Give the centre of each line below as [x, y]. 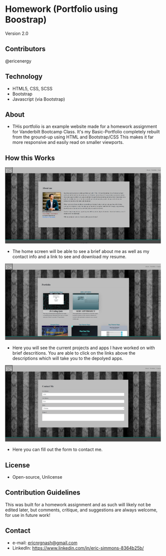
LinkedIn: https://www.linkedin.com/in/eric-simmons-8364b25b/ [78, 548]
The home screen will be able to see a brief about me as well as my [81, 251]
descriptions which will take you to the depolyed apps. [68, 358]
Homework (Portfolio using [62, 9]
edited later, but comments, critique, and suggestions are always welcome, [81, 510]
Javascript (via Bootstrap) [39, 99]
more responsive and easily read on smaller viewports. [68, 142]
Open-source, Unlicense [37, 477]
